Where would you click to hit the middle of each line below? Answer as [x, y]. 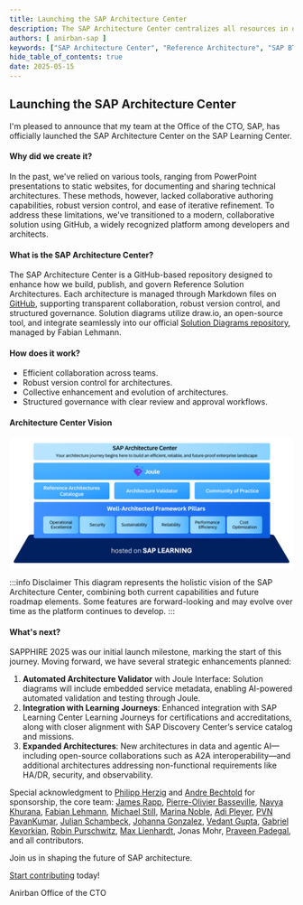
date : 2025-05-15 [42, 67]
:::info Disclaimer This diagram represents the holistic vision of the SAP [141, 582]
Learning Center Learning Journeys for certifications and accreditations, [157, 717]
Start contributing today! [55, 875]
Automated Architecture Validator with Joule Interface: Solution [142, 679]
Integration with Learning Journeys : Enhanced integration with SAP [150, 708]
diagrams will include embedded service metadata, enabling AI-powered [157, 689]
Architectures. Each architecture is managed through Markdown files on [143, 294]
